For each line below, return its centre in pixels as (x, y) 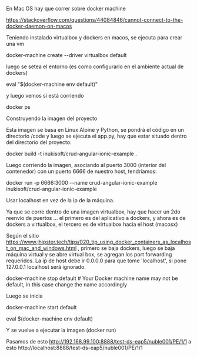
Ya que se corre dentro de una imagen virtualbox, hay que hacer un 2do (93, 212)
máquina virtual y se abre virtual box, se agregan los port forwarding (89, 254)
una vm (15, 44)
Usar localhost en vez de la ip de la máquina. (60, 200)
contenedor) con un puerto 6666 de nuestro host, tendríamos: (81, 171)
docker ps (18, 107)
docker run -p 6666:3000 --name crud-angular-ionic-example (82, 183)
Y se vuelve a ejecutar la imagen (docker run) (61, 330)
